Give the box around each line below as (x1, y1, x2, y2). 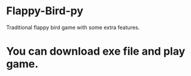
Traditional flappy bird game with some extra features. (6, 24, 140, 31)
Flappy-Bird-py (6, 4, 84, 18)
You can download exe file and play (6, 45, 186, 58)
